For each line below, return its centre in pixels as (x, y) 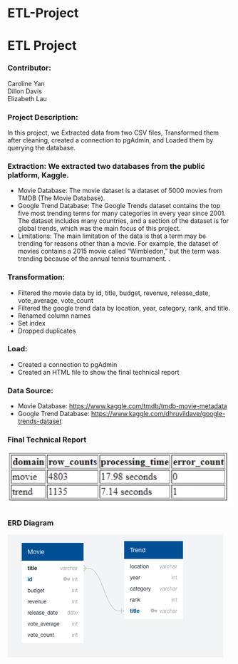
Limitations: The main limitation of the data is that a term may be (112, 236)
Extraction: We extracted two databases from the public (106, 166)
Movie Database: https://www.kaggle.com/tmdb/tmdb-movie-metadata (122, 406)
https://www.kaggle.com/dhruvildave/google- (158, 414)
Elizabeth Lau (27, 98)
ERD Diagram (31, 523)
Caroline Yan (26, 83)
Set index (32, 323)
